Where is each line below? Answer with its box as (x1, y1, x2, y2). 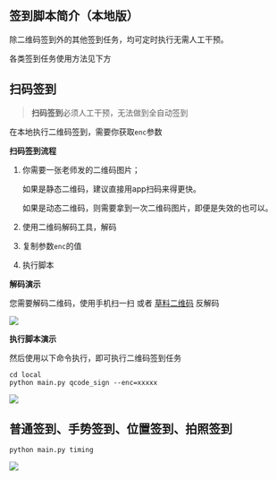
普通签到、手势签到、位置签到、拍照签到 (9, 422, 232, 437)
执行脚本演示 (9, 333, 56, 344)
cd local (9, 370, 42, 379)
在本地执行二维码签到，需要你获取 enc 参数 (9, 126, 163, 137)
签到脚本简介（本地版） (9, 8, 138, 24)
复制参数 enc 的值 (21, 240, 82, 251)
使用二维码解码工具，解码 (21, 221, 117, 232)
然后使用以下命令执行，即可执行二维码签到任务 (9, 352, 181, 363)
